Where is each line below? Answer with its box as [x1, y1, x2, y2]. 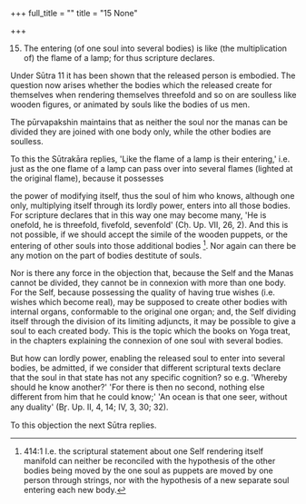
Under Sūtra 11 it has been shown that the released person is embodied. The [10, 70, 296, 81]
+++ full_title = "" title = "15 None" [10, 8, 138, 18]
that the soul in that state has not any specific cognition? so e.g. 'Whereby [10, 371, 288, 382]
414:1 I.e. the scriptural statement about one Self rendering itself [23, 445, 264, 457]
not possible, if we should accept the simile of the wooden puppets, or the [10, 229, 289, 240]
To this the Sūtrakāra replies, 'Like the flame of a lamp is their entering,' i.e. [10, 153, 291, 164]
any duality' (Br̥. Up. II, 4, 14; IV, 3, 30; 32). [10, 401, 169, 412]
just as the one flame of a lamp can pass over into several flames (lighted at [10, 163, 293, 173]
